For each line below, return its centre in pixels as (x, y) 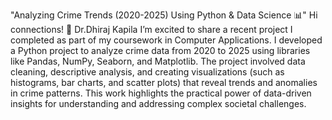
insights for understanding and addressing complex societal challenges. (158, 103)
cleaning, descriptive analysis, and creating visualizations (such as (147, 72)
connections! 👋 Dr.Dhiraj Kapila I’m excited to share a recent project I (151, 29)
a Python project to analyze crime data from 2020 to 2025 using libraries (160, 50)
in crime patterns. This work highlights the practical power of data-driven (161, 93)
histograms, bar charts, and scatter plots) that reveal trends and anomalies (164, 82)
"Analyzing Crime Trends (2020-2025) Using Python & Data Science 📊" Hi (164, 15)
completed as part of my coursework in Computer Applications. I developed (166, 40)
